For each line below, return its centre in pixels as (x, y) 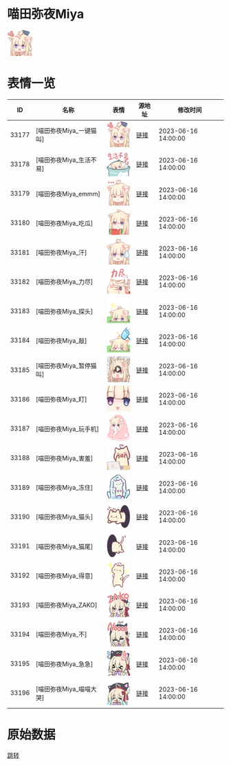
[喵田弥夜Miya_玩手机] (67, 428)
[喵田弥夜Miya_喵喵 (63, 689)
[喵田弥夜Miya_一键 (63, 131)
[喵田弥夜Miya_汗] (61, 253)
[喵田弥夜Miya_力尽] (64, 282)
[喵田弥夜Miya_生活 (63, 160)
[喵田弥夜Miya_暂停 (63, 366)
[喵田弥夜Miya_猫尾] (64, 546)
